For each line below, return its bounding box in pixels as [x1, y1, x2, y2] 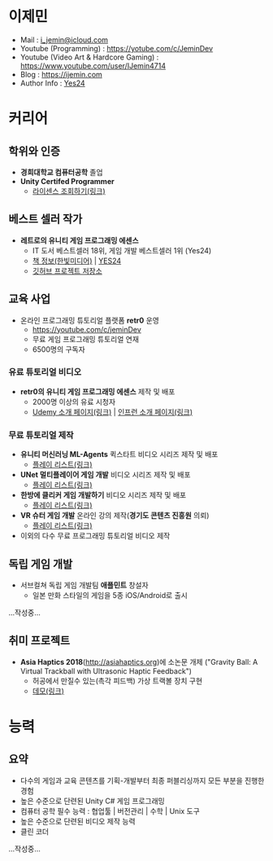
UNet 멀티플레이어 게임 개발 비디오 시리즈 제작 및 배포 [19, 470, 191, 480]
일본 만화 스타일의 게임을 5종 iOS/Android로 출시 [32, 590, 188, 600]
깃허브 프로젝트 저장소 [32, 266, 103, 275]
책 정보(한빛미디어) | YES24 [32, 256, 122, 266]
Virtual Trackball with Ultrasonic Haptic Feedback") [19, 666, 193, 676]
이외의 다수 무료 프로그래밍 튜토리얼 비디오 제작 [19, 531, 171, 541]
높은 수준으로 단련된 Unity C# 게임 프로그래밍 [19, 796, 165, 806]
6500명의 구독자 [32, 344, 85, 354]
